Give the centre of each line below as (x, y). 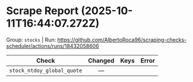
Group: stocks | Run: (31, 40)
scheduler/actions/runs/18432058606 (53, 46)
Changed (101, 60)
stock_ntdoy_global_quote (46, 70)
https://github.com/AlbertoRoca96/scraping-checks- (122, 40)
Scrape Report (42, 11)
